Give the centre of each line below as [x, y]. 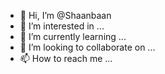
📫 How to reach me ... [66, 58]
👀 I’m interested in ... [62, 26]
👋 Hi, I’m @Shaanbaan [65, 15]
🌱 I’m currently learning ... [73, 36]
